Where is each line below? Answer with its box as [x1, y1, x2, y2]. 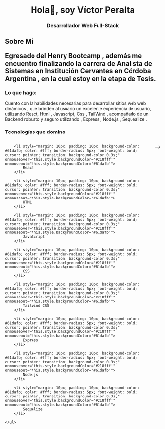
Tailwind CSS [23, 303, 50, 308]
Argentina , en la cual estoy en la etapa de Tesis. [5, 74, 156, 83]
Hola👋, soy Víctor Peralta [31, 4, 135, 16]
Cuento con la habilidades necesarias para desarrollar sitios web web [5, 100, 146, 106]
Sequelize [23, 407, 43, 412]
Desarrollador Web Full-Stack [46, 22, 119, 29]
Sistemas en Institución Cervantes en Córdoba [5, 66, 151, 75]
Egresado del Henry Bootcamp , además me [5, 51, 142, 60]
